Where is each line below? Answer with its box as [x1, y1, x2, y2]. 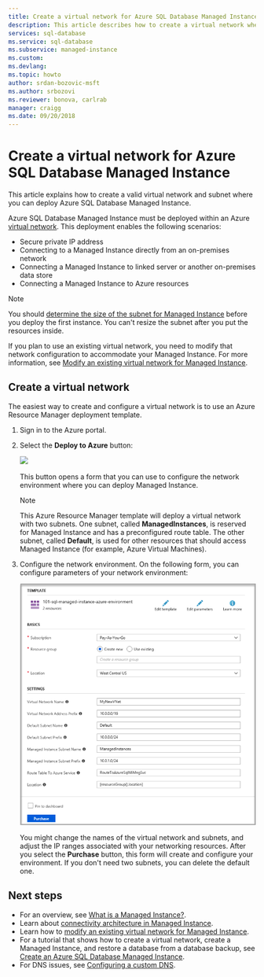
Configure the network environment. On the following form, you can [19, 559, 240, 569]
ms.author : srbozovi [8, 87, 76, 95]
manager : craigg [8, 104, 61, 112]
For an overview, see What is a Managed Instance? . [19, 909, 187, 920]
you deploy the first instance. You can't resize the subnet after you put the [8, 318, 249, 327]
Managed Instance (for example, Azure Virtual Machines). [19, 544, 207, 554]
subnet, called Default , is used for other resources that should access [19, 536, 247, 545]
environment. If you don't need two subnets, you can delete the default [19, 857, 250, 867]
